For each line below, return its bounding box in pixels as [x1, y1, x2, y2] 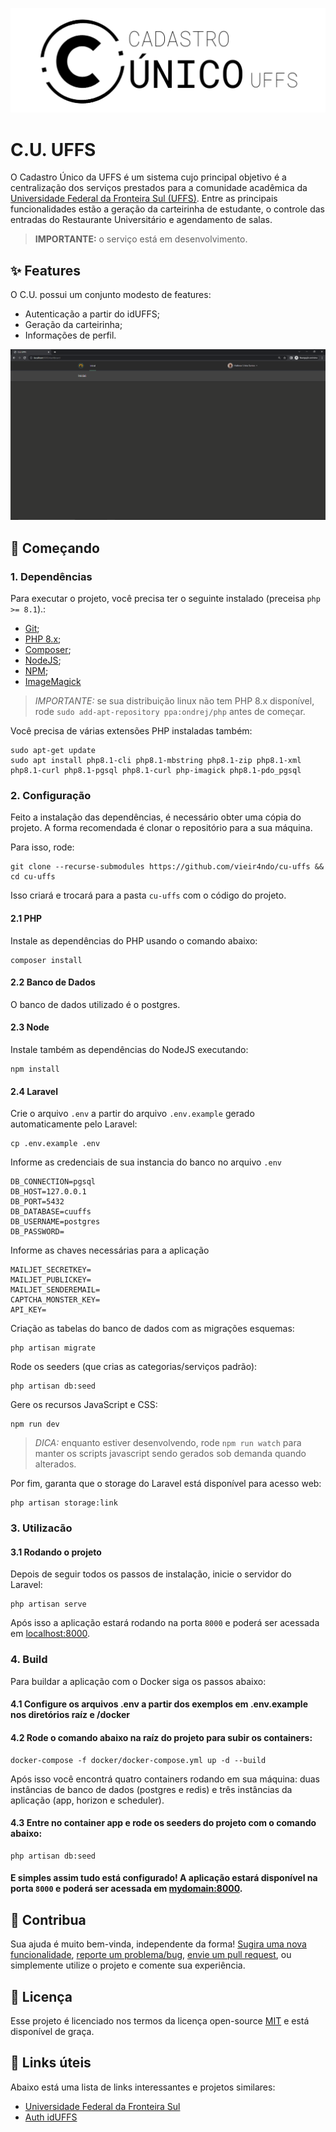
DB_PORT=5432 [10, 1197, 65, 1207]
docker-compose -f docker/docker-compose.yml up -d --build [10, 1755, 267, 1765]
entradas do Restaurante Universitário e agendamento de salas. [10, 214, 273, 226]
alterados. [34, 1458, 77, 1470]
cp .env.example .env [10, 1139, 101, 1149]
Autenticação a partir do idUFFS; [24, 308, 160, 320]
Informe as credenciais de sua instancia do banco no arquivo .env [10, 1156, 282, 1168]
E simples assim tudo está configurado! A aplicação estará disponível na [10, 1872, 318, 1884]
